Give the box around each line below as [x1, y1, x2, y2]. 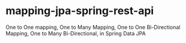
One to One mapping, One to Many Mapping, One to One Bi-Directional [5, 24, 181, 31]
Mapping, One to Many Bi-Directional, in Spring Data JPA [5, 29, 146, 37]
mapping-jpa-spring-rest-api [5, 4, 154, 18]
